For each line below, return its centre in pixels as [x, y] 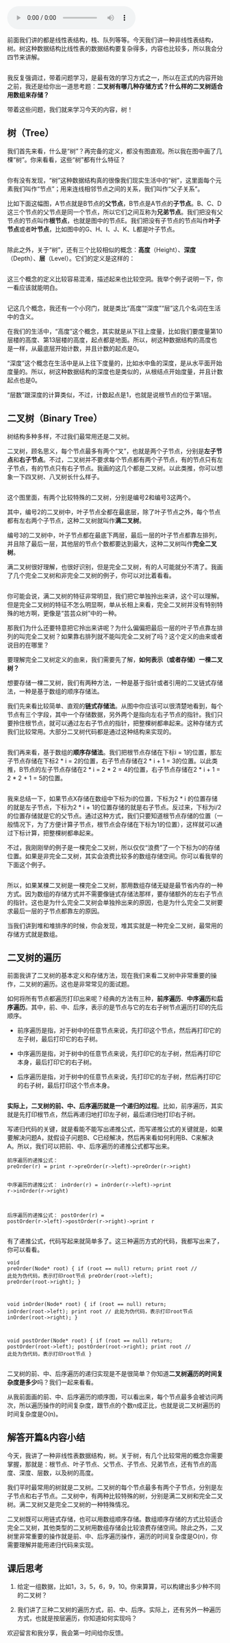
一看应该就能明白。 [34, 287]
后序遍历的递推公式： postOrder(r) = [56, 1216]
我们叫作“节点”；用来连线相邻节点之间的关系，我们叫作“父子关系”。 [108, 189]
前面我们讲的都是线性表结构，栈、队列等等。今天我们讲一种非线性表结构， [112, 40]
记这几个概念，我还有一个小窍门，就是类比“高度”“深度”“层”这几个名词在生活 [114, 308]
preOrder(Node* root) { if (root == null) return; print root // [102, 1269]
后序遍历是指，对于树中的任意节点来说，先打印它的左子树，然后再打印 [116, 1077]
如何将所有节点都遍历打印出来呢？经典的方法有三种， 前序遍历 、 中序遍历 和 [112, 999]
